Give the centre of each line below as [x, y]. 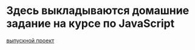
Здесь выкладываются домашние [98, 11]
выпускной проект [30, 40]
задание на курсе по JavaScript [91, 23]
